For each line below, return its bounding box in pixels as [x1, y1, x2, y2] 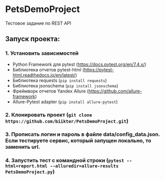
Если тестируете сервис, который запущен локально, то [5, 137, 151, 144]
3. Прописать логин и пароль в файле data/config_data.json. [5, 131, 160, 138]
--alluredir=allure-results [50, 163, 119, 169]
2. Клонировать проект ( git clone [5, 111, 92, 118]
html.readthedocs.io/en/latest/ [12, 72, 75, 78]
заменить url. [5, 143, 40, 150]
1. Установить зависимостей [5, 50, 79, 57]
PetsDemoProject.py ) [5, 168, 55, 175]
